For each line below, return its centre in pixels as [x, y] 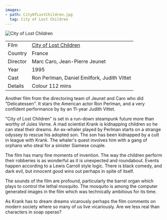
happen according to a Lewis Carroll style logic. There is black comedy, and [83, 166]
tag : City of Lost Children [39, 19]
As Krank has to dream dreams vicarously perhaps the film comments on [80, 201]
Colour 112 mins [52, 86]
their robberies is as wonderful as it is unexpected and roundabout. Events [82, 161]
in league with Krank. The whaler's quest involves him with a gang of [76, 140]
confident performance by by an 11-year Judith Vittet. [60, 109]
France [40, 53]
